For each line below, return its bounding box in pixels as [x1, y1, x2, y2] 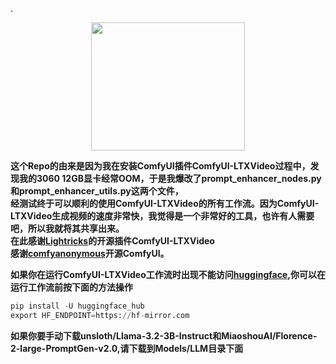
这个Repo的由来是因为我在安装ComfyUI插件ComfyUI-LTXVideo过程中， [10, 160, 311, 172]
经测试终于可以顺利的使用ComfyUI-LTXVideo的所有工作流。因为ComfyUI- [10, 198, 320, 209]
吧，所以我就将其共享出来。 [10, 223, 125, 234]
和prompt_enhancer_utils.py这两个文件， [10, 185, 184, 197]
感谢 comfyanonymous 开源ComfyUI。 [10, 248, 170, 259]
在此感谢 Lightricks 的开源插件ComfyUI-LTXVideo [10, 235, 215, 247]
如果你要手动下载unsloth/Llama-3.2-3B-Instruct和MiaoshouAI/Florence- [10, 329, 318, 342]
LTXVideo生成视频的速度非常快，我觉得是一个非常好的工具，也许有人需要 [10, 210, 315, 222]
